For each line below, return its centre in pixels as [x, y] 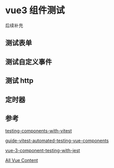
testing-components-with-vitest [39, 131]
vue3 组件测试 [35, 10]
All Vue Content [22, 160]
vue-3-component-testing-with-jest [43, 151]
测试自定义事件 [29, 62]
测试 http [20, 81]
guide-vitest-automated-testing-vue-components [57, 141]
